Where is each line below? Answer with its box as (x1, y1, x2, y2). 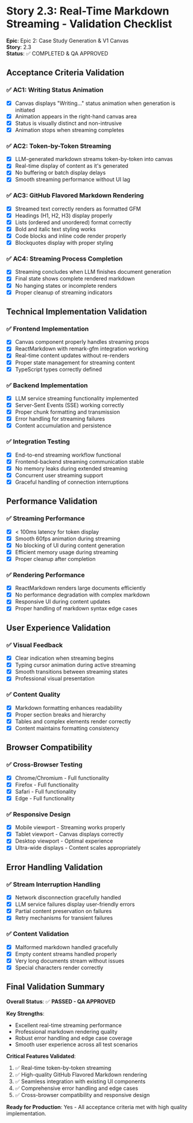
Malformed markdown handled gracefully (14, 943, 118, 951)
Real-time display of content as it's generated (14, 162, 128, 169)
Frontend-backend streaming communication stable (14, 458, 145, 465)
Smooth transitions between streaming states (14, 668, 128, 675)
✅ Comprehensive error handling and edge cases (14, 1084, 139, 1092)
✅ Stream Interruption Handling (6, 880, 101, 888)
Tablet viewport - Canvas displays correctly (14, 830, 124, 838)
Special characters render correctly (14, 964, 104, 971)
